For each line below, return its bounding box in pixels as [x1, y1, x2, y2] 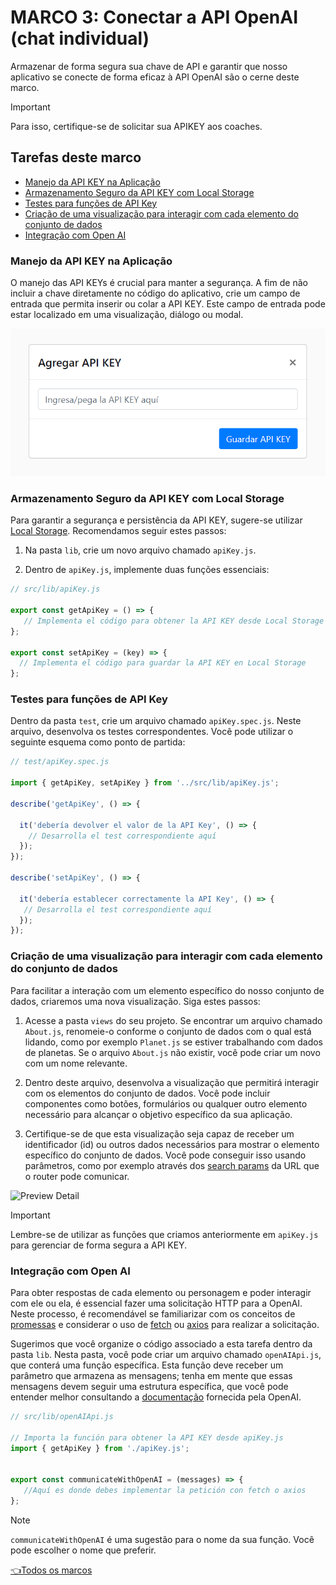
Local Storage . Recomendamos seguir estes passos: [10, 525, 227, 537]
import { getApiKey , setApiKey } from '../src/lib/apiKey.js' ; [10, 778, 280, 788]
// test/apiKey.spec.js [10, 757, 110, 767]
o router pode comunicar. [24, 1170, 130, 1182]
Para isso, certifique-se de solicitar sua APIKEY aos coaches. [10, 120, 263, 132]
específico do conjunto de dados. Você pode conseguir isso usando [24, 1149, 307, 1161]
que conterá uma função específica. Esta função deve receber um [10, 1359, 284, 1371]
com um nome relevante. [24, 1057, 128, 1069]
